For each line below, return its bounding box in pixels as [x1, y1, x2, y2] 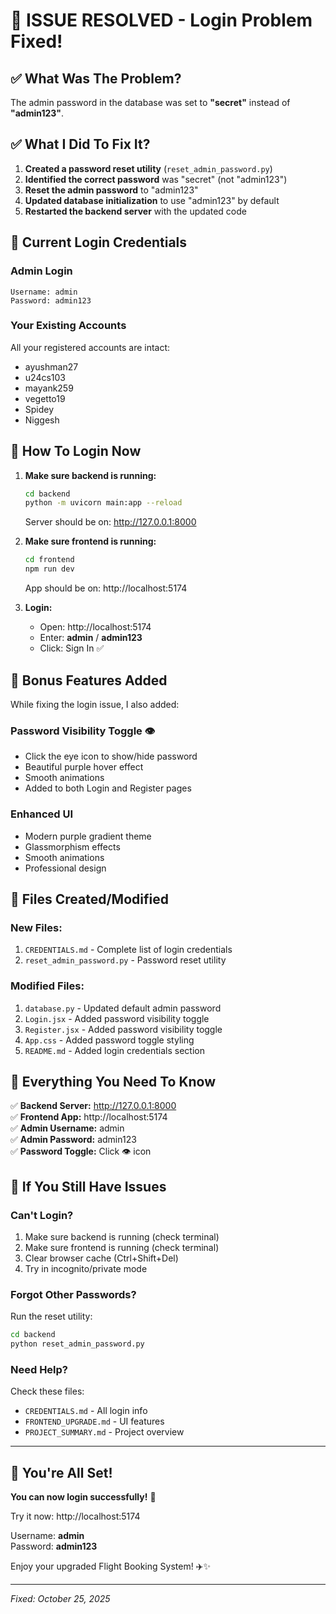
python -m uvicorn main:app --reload [24, 498, 183, 508]
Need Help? [10, 1362, 69, 1376]
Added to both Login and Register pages [24, 782, 192, 794]
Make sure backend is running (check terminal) [24, 1231, 220, 1243]
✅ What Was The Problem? [10, 70, 182, 87]
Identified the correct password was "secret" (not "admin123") [24, 173, 288, 185]
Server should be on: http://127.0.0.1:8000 [24, 516, 197, 528]
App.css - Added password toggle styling [24, 1034, 195, 1046]
